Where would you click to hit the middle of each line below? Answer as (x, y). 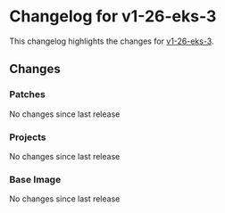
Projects (28, 137)
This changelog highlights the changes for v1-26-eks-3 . (112, 41)
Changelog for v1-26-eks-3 (113, 16)
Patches (28, 94)
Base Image (35, 179)
